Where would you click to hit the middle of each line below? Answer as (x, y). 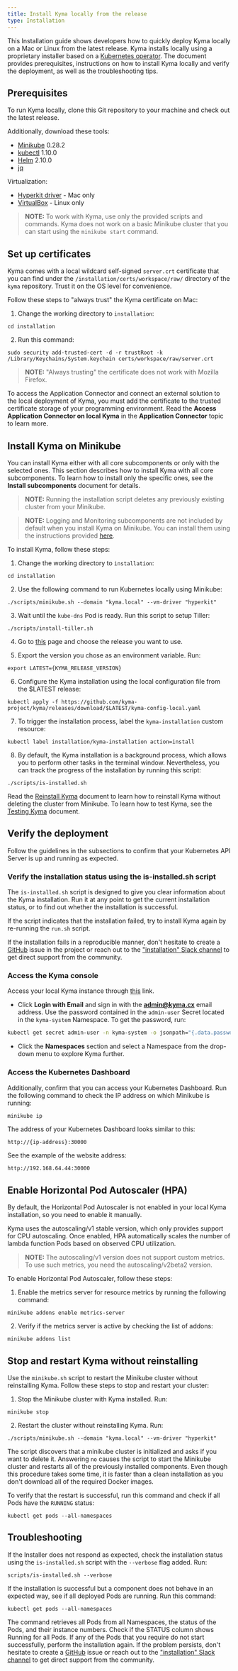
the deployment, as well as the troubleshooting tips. (83, 71)
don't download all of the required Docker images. (80, 1482)
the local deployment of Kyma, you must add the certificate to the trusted (114, 401)
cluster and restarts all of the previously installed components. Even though (118, 1467)
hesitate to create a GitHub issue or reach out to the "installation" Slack (111, 1652)
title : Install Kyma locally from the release (77, 14)
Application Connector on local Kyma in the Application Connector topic (115, 416)
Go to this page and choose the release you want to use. (100, 641)
